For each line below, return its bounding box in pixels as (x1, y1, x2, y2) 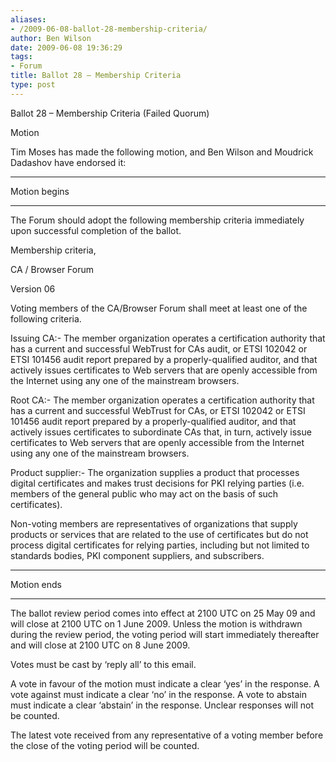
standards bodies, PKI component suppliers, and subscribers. (10, 549, 265, 561)
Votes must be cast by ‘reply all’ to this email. (10, 658, 197, 670)
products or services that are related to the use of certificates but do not (10, 528, 309, 540)
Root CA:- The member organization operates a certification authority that (10, 394, 315, 406)
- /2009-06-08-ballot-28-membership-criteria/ (10, 24, 208, 34)
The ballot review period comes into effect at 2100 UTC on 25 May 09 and (10, 607, 316, 619)
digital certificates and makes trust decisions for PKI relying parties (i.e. (10, 477, 305, 489)
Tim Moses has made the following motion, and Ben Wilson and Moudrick (10, 146, 314, 158)
